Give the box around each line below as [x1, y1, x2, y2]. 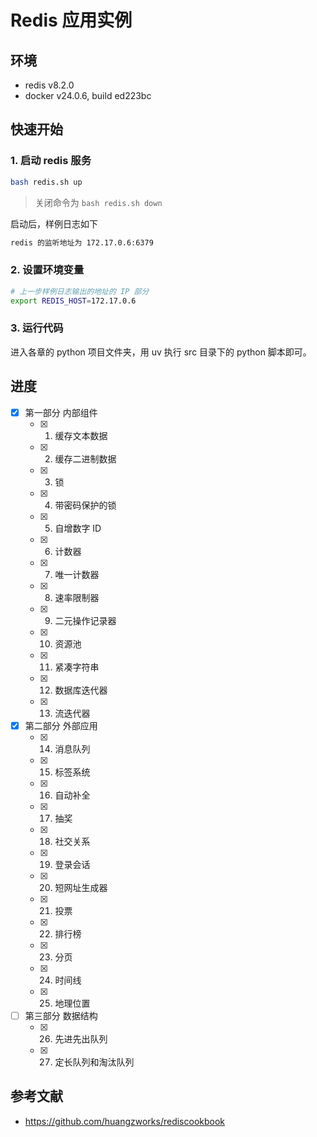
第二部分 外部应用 [24, 719, 98, 731]
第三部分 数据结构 [24, 1009, 98, 1021]
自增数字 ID [54, 522, 102, 534]
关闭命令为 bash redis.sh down [34, 196, 163, 208]
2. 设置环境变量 [10, 263, 85, 277]
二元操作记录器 [54, 614, 117, 626]
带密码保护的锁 [54, 499, 117, 511]
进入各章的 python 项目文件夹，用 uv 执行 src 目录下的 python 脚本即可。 [10, 346, 312, 358]
